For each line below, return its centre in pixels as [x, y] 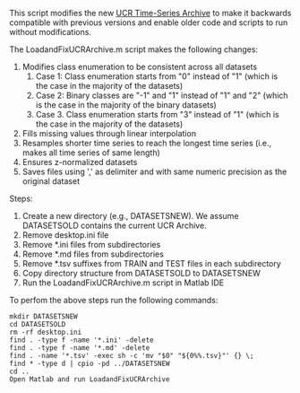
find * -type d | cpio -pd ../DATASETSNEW [90, 363]
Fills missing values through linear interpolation [109, 133]
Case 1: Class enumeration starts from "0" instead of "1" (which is [157, 76]
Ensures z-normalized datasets [80, 162]
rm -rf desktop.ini [46, 332]
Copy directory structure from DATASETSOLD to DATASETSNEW [141, 273]
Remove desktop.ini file [65, 235]
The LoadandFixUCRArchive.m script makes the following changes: [133, 49]
